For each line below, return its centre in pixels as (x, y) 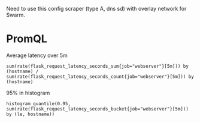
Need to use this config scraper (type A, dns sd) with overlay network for (96, 9)
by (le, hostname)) (31, 114)
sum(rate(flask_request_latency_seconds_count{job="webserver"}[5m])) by (100, 77)
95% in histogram (28, 93)
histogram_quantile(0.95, (38, 103)
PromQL (27, 39)
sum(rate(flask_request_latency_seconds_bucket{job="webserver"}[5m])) (97, 109)
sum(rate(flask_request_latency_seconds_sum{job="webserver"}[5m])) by (97, 66)
